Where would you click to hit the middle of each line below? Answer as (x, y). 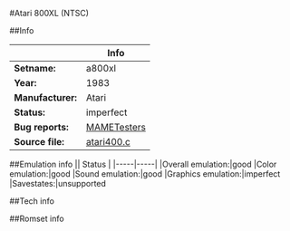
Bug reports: (42, 127)
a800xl (101, 68)
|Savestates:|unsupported (58, 183)
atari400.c (108, 142)
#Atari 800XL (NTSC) (49, 13)
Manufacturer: (46, 97)
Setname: (35, 68)
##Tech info (32, 201)
